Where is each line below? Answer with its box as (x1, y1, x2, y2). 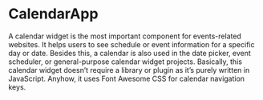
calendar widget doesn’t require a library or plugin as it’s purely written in (8, 65, 250, 74)
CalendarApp (8, 5, 99, 23)
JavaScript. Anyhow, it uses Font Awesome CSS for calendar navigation (8, 74, 245, 83)
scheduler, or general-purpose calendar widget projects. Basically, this (8, 57, 243, 66)
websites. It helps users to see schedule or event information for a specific (8, 39, 255, 49)
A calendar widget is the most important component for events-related (8, 31, 242, 41)
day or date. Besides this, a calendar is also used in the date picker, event (8, 48, 251, 58)
